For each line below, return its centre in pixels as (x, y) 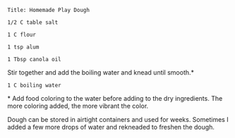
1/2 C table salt (33, 23)
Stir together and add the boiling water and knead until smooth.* (101, 73)
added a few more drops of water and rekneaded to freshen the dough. (111, 127)
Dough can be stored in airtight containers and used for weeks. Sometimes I (118, 119)
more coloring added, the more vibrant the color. (78, 106)
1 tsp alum (23, 47)
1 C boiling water (34, 85)
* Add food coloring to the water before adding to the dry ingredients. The (115, 98)
